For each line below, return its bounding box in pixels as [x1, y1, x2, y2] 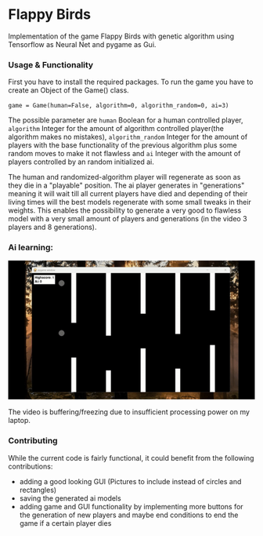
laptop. [8, 416, 31, 425]
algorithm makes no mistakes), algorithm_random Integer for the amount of [8, 132, 248, 142]
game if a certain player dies [19, 518, 112, 527]
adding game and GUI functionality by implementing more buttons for [19, 501, 244, 511]
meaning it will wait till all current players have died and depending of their [8, 189, 248, 199]
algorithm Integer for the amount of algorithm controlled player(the [8, 124, 225, 133]
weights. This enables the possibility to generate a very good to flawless [8, 206, 242, 215]
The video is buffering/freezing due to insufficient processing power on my [8, 407, 250, 417]
